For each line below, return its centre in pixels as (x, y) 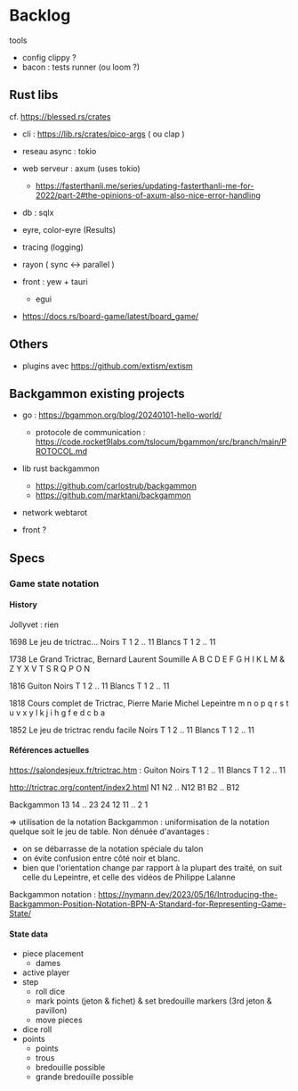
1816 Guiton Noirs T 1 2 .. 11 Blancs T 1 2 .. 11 (89, 686)
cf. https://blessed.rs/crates (60, 116)
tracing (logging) (53, 247)
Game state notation (54, 583)
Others (29, 344)
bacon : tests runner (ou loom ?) (81, 67)
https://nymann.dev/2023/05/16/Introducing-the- (188, 895)
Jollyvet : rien (34, 624)
